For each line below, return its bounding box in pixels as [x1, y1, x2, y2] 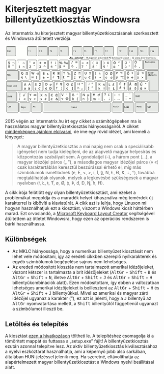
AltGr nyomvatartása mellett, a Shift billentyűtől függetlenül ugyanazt [12, 300, 158, 306]
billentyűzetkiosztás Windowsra [5, 14, 140, 25]
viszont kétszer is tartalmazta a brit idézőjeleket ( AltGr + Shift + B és [12, 269, 157, 275]
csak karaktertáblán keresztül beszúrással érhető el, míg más [17, 164, 141, 170]
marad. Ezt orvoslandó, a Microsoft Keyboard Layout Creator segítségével [5, 210, 155, 216]
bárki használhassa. [5, 220, 46, 227]
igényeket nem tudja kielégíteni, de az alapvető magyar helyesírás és [17, 149, 157, 155]
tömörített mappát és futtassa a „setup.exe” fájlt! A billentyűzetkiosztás [5, 338, 149, 344]
